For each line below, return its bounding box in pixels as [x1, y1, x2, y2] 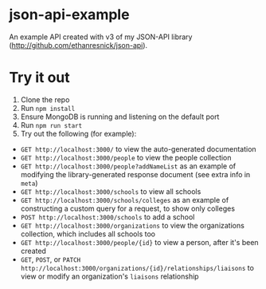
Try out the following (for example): [20, 129, 137, 138]
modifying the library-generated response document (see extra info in [20, 169, 251, 179]
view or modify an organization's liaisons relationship [20, 271, 199, 281]
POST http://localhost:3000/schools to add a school [20, 212, 195, 221]
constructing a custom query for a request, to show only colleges [20, 204, 236, 213]
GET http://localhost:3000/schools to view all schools [20, 186, 201, 196]
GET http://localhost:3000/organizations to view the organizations [20, 220, 245, 230]
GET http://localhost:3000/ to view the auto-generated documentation [20, 144, 257, 153]
